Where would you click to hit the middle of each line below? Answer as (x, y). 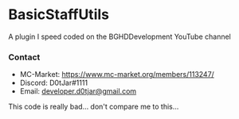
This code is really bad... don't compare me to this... (94, 107)
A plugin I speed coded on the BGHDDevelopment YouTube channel (119, 36)
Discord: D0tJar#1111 (54, 83)
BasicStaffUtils (59, 15)
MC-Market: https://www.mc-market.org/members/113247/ (117, 75)
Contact (24, 57)
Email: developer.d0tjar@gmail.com (78, 91)
